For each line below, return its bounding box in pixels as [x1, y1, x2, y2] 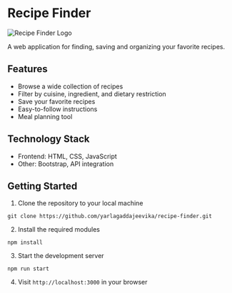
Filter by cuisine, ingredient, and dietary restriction [17, 89, 166, 98]
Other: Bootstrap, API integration [17, 159, 114, 168]
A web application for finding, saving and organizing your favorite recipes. [7, 42, 226, 51]
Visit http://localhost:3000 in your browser [17, 278, 148, 287]
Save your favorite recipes [17, 97, 96, 106]
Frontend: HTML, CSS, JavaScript [17, 152, 118, 160]
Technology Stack [7, 133, 90, 145]
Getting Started [7, 180, 78, 192]
